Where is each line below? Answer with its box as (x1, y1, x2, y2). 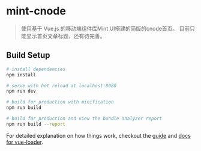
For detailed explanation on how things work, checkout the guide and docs (6, 132, 191, 139)
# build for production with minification (6, 99, 114, 105)
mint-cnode (6, 4, 66, 18)
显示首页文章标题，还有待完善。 (26, 32, 106, 40)
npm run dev (6, 88, 36, 94)
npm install (6, 72, 36, 78)
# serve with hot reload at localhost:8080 (6, 82, 117, 88)
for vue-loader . (6, 138, 44, 146)
